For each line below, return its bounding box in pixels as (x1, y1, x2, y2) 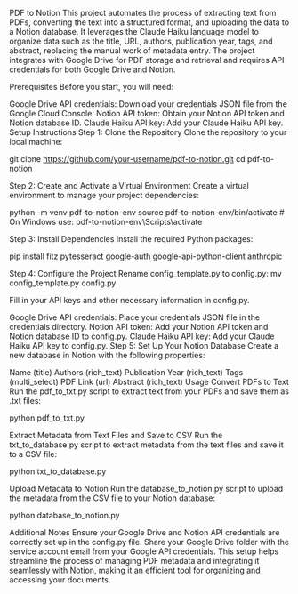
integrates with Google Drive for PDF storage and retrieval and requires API (9, 55, 285, 65)
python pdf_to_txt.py (9, 413, 85, 423)
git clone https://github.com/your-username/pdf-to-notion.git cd (9, 154, 246, 164)
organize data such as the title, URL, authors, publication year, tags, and (9, 36, 273, 46)
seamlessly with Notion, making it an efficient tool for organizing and (9, 565, 261, 575)
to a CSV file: (9, 449, 58, 459)
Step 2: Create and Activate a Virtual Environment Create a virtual (9, 181, 249, 190)
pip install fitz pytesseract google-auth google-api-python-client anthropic (9, 251, 283, 261)
